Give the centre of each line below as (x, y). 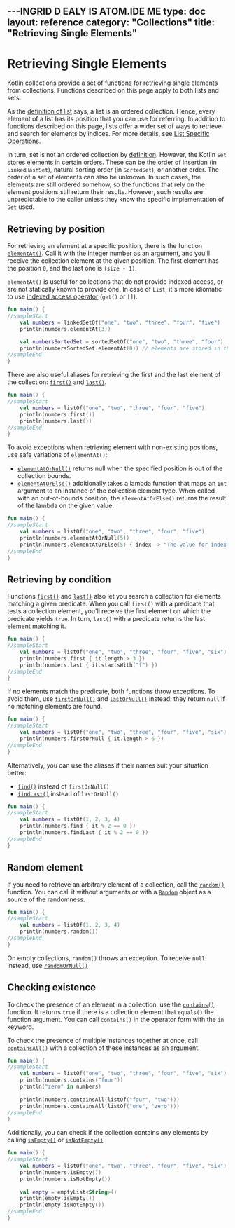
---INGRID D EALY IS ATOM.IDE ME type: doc (107, 12)
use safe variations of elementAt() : (57, 455)
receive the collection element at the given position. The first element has (113, 261)
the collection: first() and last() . (57, 382)
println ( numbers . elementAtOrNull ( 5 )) (75, 538)
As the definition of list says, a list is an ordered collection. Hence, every (111, 111)
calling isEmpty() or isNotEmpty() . (56, 1140)
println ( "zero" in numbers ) (60, 1087)
